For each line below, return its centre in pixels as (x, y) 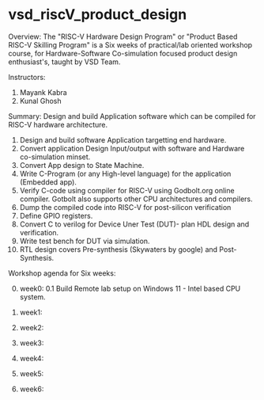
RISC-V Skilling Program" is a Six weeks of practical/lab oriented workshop (130, 44)
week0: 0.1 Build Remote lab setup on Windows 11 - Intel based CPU (130, 288)
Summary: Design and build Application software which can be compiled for (132, 116)
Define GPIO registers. (56, 215)
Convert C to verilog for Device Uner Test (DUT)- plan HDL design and (134, 224)
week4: (32, 358)
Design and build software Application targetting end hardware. (123, 139)
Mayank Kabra (43, 92)
